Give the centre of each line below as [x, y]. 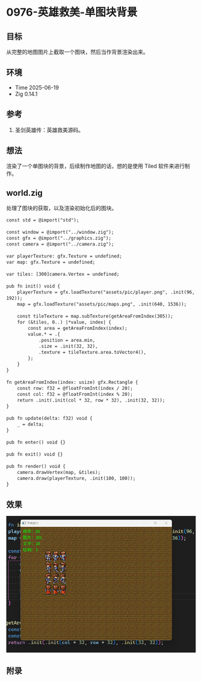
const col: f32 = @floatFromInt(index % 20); [75, 395]
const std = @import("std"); [43, 220]
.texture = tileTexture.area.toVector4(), [92, 353]
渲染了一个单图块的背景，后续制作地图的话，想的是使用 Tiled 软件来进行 [96, 166]
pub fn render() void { [36, 467]
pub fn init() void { [33, 286]
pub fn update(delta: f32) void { [50, 419]
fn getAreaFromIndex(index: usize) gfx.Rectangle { [72, 383]
